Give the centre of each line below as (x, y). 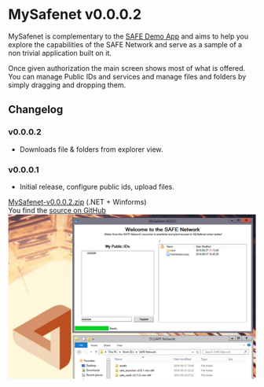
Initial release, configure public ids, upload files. (97, 186)
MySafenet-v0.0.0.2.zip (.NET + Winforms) (77, 201)
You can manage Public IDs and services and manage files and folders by (127, 76)
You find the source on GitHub (57, 210)
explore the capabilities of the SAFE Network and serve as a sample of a (125, 44)
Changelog (36, 110)
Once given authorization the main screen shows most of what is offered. (127, 68)
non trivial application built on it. (60, 53)
